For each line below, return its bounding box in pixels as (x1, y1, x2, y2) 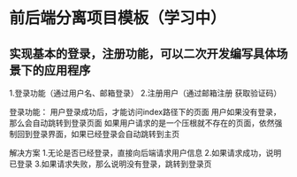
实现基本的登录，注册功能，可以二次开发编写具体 (9, 46, 277, 61)
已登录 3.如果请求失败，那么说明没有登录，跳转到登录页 (9, 158, 212, 169)
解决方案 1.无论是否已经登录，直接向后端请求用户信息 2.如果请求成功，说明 (9, 148, 282, 158)
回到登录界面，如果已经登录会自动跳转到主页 (16, 129, 179, 139)
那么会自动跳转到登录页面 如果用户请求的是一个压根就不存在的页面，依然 (9, 118, 275, 128)
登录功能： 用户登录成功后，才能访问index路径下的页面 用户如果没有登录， (9, 107, 281, 117)
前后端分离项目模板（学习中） (9, 8, 227, 28)
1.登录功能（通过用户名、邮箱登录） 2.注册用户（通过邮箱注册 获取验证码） (9, 88, 282, 98)
